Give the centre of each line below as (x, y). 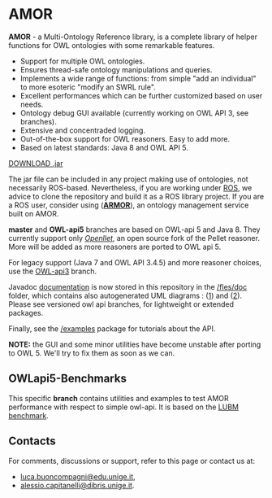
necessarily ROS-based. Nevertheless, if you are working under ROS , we (130, 187)
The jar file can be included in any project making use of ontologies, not (129, 179)
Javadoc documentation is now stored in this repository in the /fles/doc (128, 286)
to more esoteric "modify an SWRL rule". (88, 87)
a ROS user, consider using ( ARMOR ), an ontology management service (129, 205)
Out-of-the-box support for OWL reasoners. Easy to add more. (125, 138)
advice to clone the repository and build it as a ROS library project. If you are (136, 196)
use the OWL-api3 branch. (53, 271)
